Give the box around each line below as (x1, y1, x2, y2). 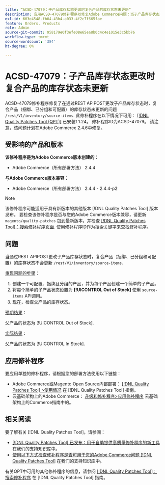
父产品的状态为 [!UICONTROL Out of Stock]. (5, 320, 94, 326)
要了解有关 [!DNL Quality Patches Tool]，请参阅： (5, 429, 106, 435)
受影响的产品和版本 (5, 140, 63, 149)
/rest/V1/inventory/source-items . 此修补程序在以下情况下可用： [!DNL (5, 112, 149, 118)
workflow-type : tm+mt (5, 35, 50, 40)
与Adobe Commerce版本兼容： (5, 175, 69, 181)
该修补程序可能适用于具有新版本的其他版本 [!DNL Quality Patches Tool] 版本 (5, 206, 159, 212)
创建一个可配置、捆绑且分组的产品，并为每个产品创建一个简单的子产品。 (12, 281, 159, 287)
